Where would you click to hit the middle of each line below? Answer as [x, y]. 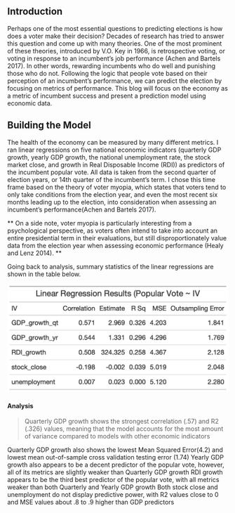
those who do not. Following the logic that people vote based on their [108, 73]
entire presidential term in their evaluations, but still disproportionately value [117, 238]
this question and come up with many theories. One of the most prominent [115, 43]
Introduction [35, 12]
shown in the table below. [44, 274]
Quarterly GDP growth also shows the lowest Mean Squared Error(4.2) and [115, 450]
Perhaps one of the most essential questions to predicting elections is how [115, 28]
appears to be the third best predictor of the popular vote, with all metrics [113, 480]
